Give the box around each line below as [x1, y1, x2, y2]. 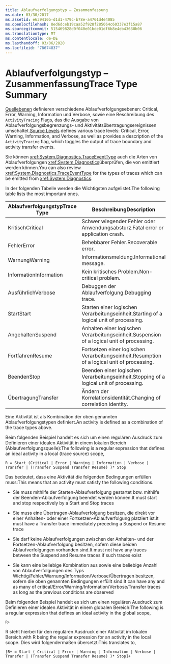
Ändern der [81, 388, 109, 395]
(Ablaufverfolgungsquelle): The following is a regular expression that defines [5, 445, 165, 451]
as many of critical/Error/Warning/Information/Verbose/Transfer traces [12, 583, 161, 590]
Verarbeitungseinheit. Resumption [81, 352, 162, 359]
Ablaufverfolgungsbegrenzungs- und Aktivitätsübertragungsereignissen [5, 122, 157, 128]
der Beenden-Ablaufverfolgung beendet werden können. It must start [12, 494, 157, 500]
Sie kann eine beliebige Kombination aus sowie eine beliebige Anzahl [12, 562, 158, 568]
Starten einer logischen [81, 304, 137, 311]
